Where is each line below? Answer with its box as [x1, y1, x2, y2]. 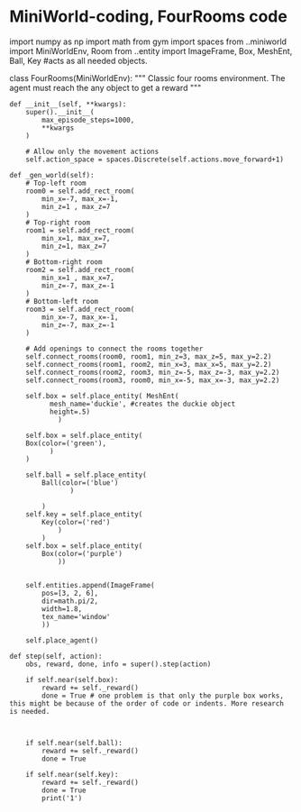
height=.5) [49, 407, 91, 416]
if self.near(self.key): [25, 770, 119, 779]
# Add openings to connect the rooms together [25, 344, 204, 353]
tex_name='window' [41, 612, 111, 621]
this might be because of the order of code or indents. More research [9, 698, 284, 708]
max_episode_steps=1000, [41, 115, 135, 124]
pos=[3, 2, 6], [41, 588, 99, 598]
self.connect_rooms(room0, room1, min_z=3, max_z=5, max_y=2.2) [25, 351, 272, 361]
